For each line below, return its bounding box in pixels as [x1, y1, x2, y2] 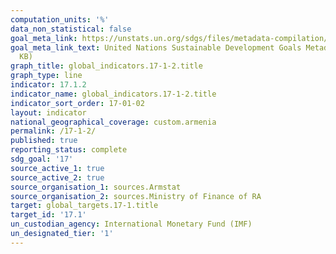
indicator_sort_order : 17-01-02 [10, 98, 145, 108]
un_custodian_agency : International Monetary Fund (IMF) [10, 219, 253, 230]
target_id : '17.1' [10, 210, 87, 220]
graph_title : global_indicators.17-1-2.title [10, 61, 203, 71]
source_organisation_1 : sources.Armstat [10, 182, 182, 192]
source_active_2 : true [10, 172, 105, 183]
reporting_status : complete [10, 145, 128, 155]
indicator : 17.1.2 [10, 80, 87, 90]
